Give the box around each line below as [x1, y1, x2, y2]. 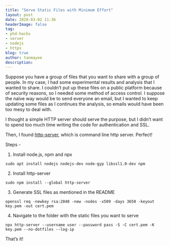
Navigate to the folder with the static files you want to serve [12, 213, 139, 219]
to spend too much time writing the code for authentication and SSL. [5, 122, 150, 128]
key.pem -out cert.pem [5, 204, 54, 209]
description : [5, 60, 33, 65]
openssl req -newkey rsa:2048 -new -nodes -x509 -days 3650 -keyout [5, 199, 155, 205]
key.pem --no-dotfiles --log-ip [5, 227, 74, 232]
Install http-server [12, 170, 51, 176]
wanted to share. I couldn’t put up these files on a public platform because [5, 85, 162, 91]
